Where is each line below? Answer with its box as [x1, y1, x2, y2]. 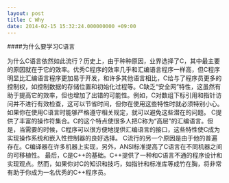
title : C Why [7, 16, 45, 23]
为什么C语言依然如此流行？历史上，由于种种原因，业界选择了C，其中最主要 [7, 57, 221, 65]
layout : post [7, 10, 45, 17]
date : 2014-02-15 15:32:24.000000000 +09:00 [7, 23, 136, 29]
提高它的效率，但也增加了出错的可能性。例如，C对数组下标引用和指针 [19, 91, 216, 99]
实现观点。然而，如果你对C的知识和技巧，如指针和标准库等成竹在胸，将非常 [7, 160, 222, 168]
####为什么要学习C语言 [7, 42, 75, 51]
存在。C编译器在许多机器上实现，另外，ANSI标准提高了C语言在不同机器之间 [7, 143, 223, 151]
